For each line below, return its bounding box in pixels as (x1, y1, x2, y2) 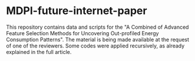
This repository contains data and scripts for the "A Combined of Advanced (6, 23, 189, 30)
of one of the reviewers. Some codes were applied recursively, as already (6, 42, 185, 49)
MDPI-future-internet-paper (6, 4, 147, 18)
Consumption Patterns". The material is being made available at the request (6, 36, 190, 43)
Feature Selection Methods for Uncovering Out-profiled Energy (6, 29, 159, 36)
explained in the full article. (6, 48, 72, 55)
